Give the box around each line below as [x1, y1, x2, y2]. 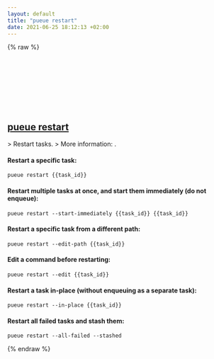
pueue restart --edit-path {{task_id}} [7, 240, 125, 248]
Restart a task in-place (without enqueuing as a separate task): [7, 286, 197, 295]
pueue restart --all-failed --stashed [7, 332, 122, 340]
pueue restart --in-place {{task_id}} [7, 302, 122, 309]
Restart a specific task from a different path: [7, 224, 140, 234]
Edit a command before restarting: [7, 256, 111, 264]
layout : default [7, 10, 55, 18]
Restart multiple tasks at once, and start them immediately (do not [7, 186, 207, 195]
